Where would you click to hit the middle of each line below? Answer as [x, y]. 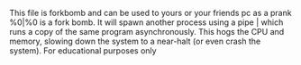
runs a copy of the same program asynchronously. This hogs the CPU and [147, 32]
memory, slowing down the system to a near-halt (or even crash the [135, 41]
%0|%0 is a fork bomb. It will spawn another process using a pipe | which [146, 22]
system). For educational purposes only [83, 51]
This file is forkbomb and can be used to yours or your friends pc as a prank [150, 13]
